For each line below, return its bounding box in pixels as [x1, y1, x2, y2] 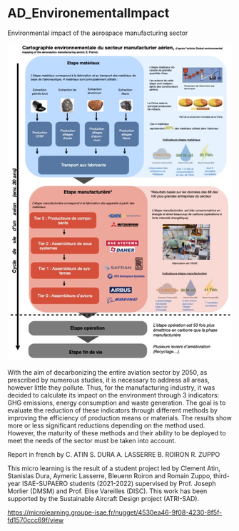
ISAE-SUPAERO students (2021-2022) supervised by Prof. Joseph [21, 480, 216, 488]
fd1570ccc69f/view [7, 516, 64, 525]
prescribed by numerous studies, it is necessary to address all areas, [7, 376, 210, 385]
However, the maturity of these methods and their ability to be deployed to [7, 429, 226, 438]
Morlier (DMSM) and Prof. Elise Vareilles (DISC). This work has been [7, 487, 208, 495]
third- [213, 472, 230, 480]
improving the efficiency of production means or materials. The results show [7, 414, 232, 423]
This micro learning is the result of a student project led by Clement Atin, [7, 464, 221, 472]
